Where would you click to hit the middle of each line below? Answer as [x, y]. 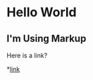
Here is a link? [27, 55]
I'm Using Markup [46, 39]
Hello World [42, 12]
